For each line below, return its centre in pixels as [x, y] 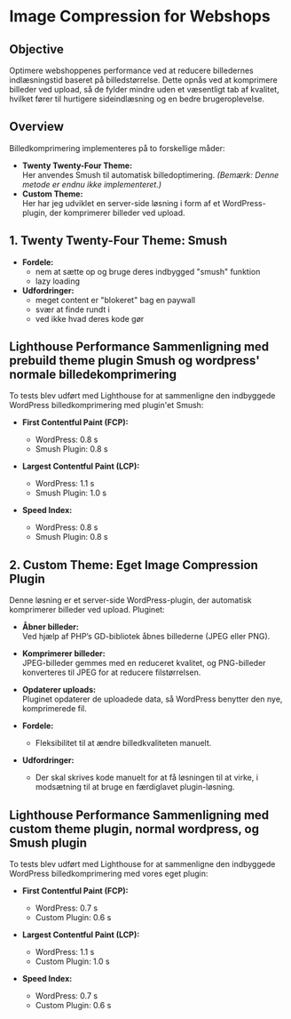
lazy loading [57, 281]
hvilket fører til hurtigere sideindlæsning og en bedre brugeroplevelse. [137, 99]
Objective [37, 49]
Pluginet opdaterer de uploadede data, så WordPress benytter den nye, [152, 699]
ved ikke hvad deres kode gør [90, 318]
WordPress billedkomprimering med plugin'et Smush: [106, 405]
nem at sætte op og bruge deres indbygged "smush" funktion [148, 271]
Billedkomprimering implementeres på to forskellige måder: [117, 148]
